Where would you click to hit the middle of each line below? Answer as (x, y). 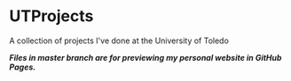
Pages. (23, 67)
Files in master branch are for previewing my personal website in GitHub (145, 57)
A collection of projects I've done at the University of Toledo (119, 40)
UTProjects (51, 16)
